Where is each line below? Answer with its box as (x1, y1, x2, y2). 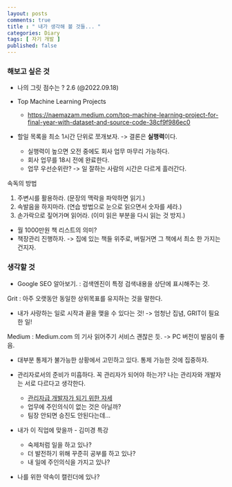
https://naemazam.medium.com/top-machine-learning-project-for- (27, 111, 219, 119)
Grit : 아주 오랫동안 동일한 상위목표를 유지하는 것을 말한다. (7, 294, 163, 302)
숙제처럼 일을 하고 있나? (27, 441, 92, 449)
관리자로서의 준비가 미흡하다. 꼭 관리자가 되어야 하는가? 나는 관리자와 (17, 370, 203, 378)
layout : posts (7, 10, 48, 17)
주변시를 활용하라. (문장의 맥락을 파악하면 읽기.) (17, 194, 146, 202)
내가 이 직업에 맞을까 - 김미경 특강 (17, 425, 109, 434)
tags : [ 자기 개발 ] (7, 36, 61, 43)
